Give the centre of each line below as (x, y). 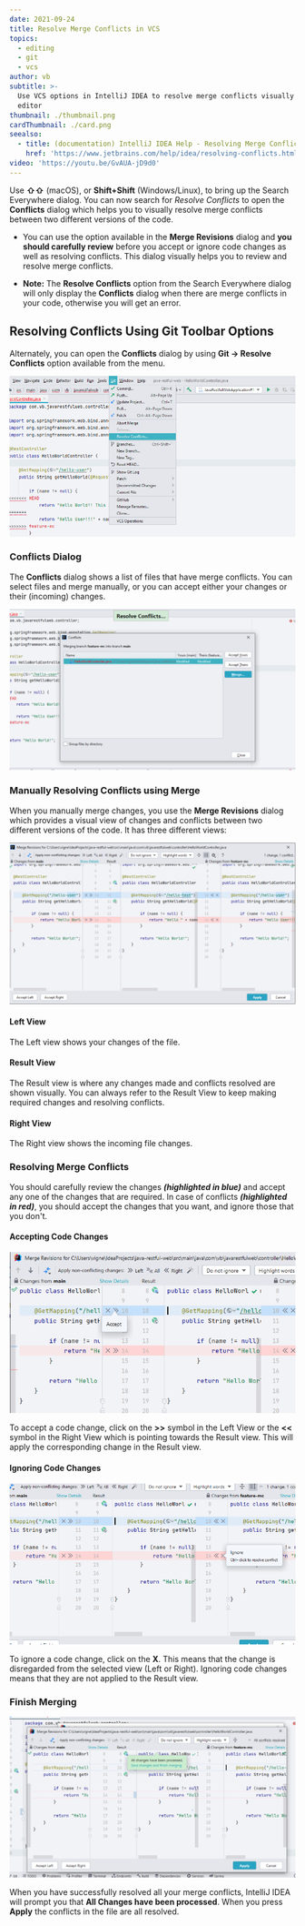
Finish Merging (43, 1701)
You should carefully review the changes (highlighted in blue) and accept (148, 1186)
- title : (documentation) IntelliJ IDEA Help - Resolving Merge (142, 144)
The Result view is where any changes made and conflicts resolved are (143, 1084)
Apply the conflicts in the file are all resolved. (94, 1911)
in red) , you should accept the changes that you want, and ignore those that (152, 1206)
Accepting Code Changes (59, 1236)
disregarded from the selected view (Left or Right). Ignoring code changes (148, 1669)
